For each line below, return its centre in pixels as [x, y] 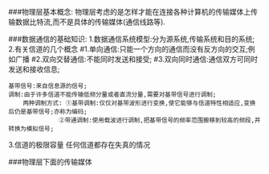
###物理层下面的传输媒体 [50, 162]
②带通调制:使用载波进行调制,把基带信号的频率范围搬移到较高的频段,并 [160, 120]
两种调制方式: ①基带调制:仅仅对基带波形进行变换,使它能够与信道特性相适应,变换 [139, 103]
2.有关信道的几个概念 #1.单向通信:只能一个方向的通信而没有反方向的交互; [128, 49]
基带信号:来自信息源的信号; [48, 86]
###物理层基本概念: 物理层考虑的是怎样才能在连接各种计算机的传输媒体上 [130, 12]
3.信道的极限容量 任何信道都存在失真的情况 [79, 145]
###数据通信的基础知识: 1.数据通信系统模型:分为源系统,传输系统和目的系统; [132, 39]
